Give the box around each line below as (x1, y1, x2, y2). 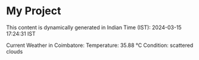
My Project (6, 4, 61, 18)
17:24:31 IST (6, 30, 36, 37)
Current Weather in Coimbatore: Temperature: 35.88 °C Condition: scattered (6, 42, 194, 49)
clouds (6, 48, 23, 55)
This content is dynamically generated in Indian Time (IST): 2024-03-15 (6, 24, 182, 31)
